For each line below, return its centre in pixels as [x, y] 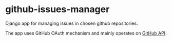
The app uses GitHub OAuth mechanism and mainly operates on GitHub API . [86, 33]
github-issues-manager [58, 9]
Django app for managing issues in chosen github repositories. [72, 23]
